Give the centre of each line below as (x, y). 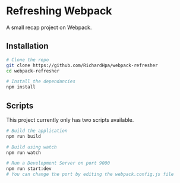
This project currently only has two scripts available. (70, 119)
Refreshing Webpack (59, 11)
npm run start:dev (29, 169)
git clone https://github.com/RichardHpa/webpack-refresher (82, 65)
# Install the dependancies (41, 81)
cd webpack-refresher (33, 71)
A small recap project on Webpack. (49, 27)
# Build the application (37, 131)
